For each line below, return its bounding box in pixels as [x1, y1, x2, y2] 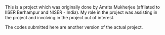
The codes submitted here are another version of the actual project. [5, 24, 143, 30]
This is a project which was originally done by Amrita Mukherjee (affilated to [5, 4, 160, 10]
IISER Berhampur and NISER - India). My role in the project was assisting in [5, 9, 158, 15]
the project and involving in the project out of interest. [5, 15, 115, 20]
